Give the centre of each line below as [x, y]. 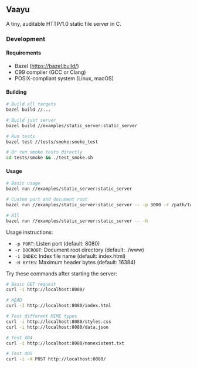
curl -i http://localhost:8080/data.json [57, 327]
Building [16, 92]
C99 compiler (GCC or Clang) [50, 72]
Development [26, 39]
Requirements [24, 53]
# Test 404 [19, 338]
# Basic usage [23, 183]
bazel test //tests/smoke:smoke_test [52, 142]
